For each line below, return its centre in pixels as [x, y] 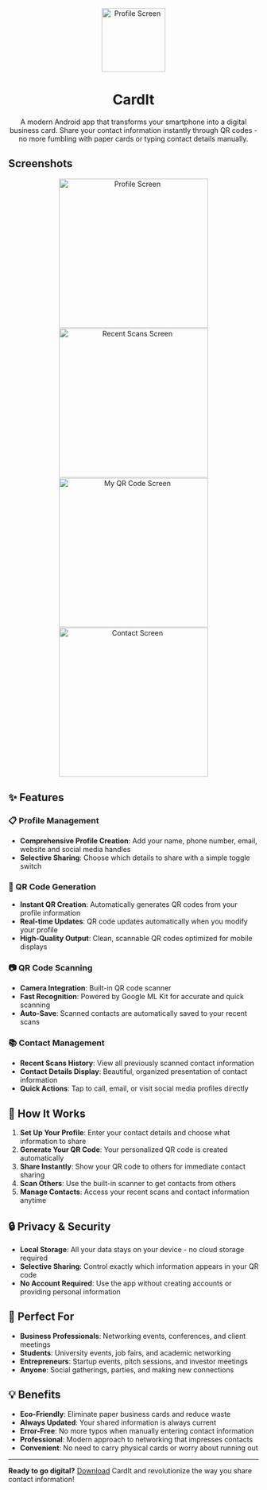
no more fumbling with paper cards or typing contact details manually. [133, 138]
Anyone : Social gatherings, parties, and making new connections [127, 1369]
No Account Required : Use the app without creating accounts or [126, 1283]
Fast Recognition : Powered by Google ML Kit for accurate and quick [132, 997]
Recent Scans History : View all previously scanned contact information [137, 1063]
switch [31, 866]
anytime [33, 1200]
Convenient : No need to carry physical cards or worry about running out [139, 1448]
